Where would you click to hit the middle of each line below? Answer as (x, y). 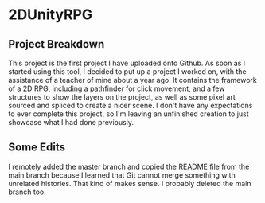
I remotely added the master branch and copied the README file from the (129, 166)
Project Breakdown (57, 44)
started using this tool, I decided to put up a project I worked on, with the (127, 72)
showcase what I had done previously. (71, 122)
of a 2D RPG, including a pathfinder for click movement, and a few (117, 88)
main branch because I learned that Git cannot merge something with (122, 175)
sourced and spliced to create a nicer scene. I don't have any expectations (131, 105)
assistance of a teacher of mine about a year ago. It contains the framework (132, 80)
